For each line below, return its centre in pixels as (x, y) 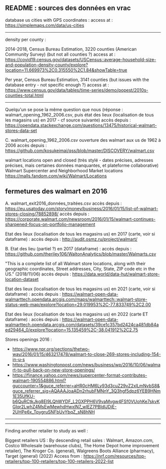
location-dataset (22, 279)
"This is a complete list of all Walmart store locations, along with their (75, 263)
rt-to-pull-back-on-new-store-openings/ (54, 370)
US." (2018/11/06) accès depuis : (38, 274)
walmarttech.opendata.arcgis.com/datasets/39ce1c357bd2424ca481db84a (82, 324)
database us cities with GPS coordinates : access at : (59, 20)
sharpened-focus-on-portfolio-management (50, 224)
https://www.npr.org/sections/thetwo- (51, 349)
